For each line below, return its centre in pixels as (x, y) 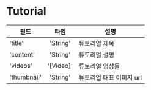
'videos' (21, 66)
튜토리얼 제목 (97, 43)
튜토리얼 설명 (97, 55)
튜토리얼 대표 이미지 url (110, 77)
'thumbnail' (25, 77)
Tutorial (27, 11)
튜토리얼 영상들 (99, 66)
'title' (17, 43)
